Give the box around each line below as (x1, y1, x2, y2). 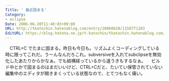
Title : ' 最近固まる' (5, 7, 47, 13)
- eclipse (5, 17, 26, 22)
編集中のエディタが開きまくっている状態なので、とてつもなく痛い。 (5, 70, 146, 76)
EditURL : (5, 31, 24, 36)
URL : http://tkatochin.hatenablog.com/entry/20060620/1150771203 (5, 26, 145, 31)
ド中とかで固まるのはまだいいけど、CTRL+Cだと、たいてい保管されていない (5, 64, 163, 70)
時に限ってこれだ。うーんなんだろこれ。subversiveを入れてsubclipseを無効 (5, 51, 162, 57)
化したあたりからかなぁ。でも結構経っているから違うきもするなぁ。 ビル (5, 58, 160, 63)
